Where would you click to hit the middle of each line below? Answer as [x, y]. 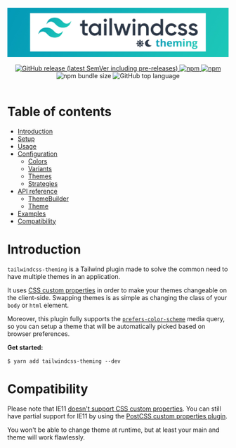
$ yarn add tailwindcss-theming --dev [64, 361]
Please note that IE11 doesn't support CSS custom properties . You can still [114, 409]
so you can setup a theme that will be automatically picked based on [106, 326]
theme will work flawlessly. [46, 437]
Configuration [37, 154]
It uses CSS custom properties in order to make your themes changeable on [117, 290]
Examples [32, 213]
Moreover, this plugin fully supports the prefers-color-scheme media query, [116, 318]
